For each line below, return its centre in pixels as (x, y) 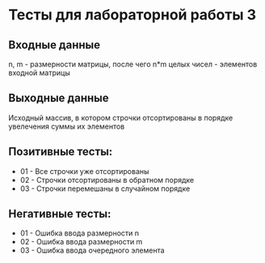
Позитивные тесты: (61, 152)
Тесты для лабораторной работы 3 (132, 15)
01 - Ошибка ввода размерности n (80, 233)
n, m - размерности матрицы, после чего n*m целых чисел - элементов (133, 64)
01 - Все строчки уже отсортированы (84, 171)
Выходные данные (59, 98)
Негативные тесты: (60, 214)
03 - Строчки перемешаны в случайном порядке (105, 189)
